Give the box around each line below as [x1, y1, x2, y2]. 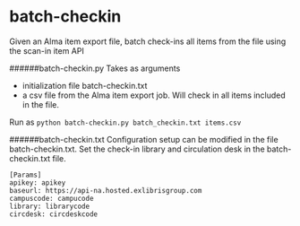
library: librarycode [9, 202, 90, 211]
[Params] [9, 170, 42, 179]
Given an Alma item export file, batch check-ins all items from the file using [9, 36, 287, 47]
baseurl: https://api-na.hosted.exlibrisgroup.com [9, 186, 202, 195]
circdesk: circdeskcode [9, 209, 99, 219]
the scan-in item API [9, 45, 85, 56]
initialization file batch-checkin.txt [21, 80, 148, 91]
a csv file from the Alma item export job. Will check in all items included [21, 90, 287, 100]
